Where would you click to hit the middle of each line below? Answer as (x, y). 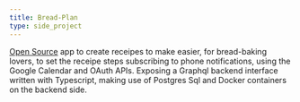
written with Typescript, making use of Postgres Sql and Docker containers (148, 80)
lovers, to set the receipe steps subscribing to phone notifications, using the (150, 61)
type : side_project (46, 26)
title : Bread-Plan (44, 17)
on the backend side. (48, 89)
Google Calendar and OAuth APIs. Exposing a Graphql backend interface (144, 70)
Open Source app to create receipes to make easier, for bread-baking (138, 51)
